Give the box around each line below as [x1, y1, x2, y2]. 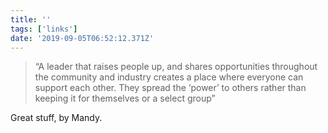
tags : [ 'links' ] [10, 24, 78, 34]
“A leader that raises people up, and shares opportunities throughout [34, 61, 318, 73]
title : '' [10, 14, 52, 25]
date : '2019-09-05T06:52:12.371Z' [10, 33, 155, 43]
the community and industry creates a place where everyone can [34, 71, 304, 83]
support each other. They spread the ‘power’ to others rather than [34, 82, 307, 94]
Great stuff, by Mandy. [10, 112, 103, 124]
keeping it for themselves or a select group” [34, 92, 216, 105]
